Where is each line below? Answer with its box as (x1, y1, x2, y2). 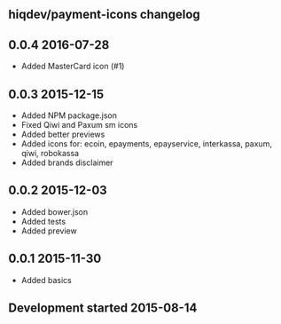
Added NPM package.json (20, 110, 117, 121)
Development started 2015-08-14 (8, 301, 198, 316)
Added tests (20, 216, 66, 226)
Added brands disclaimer (20, 157, 113, 168)
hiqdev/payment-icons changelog (8, 7, 200, 22)
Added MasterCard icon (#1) (20, 61, 125, 72)
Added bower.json (20, 206, 89, 217)
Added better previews (20, 129, 105, 140)
